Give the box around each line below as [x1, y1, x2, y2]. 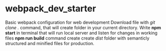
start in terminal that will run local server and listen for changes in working [5, 30, 158, 36]
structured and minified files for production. [5, 40, 94, 46]
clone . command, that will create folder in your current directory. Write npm [5, 24, 162, 30]
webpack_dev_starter [5, 3, 96, 14]
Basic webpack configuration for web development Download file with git [5, 19, 156, 25]
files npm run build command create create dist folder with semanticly [5, 35, 150, 41]
